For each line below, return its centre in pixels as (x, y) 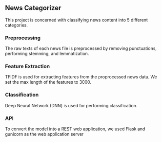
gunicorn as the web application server (44, 134)
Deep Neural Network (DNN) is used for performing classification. (71, 105)
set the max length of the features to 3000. (48, 82)
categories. (16, 25)
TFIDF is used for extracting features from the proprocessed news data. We (81, 77)
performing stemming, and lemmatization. (47, 54)
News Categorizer (33, 8)
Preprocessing (23, 38)
